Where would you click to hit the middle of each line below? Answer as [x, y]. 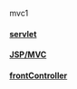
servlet [23, 34]
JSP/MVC [28, 54]
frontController [38, 75]
